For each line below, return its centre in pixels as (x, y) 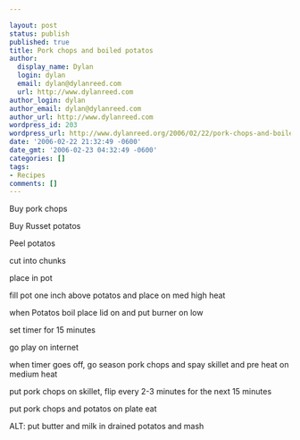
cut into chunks (38, 261)
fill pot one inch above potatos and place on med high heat (117, 295)
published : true (39, 42)
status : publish (39, 34)
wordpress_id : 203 (43, 125)
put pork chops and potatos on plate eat (83, 409)
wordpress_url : (37, 134)
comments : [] (33, 183)
